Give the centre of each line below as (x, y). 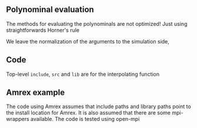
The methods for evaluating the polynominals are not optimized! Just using (97, 23)
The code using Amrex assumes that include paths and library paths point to (98, 107)
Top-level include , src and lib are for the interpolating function (83, 74)
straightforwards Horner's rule (43, 30)
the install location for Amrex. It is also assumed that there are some (89, 113)
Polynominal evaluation (50, 10)
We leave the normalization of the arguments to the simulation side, (88, 41)
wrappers (18, 119)
